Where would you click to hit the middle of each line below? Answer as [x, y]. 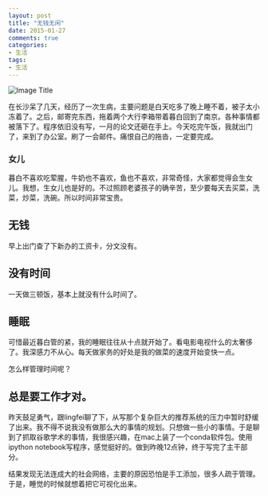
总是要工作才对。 [50, 396]
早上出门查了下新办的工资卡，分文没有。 [75, 246]
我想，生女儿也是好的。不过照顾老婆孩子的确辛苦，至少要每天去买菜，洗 [141, 188]
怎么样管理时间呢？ [40, 369]
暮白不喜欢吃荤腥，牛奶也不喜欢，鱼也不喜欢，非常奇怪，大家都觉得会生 [127, 178]
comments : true [33, 38]
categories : [28, 45]
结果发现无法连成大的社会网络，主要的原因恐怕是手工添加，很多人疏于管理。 [134, 474]
